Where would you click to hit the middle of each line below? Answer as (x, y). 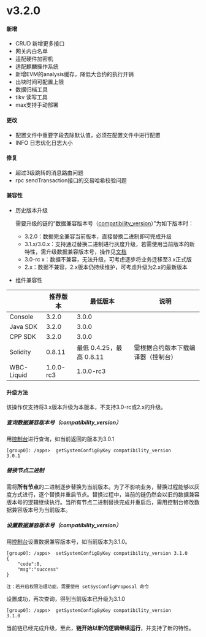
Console (21, 317)
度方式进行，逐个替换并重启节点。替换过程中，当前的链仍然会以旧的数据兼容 (103, 495)
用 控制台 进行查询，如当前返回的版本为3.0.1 (60, 439)
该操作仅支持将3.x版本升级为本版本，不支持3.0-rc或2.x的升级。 (86, 407)
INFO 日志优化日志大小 (44, 142)
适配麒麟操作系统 (37, 67)
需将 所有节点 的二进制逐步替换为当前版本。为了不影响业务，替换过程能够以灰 (103, 487)
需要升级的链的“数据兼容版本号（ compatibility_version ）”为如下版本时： (105, 223)
